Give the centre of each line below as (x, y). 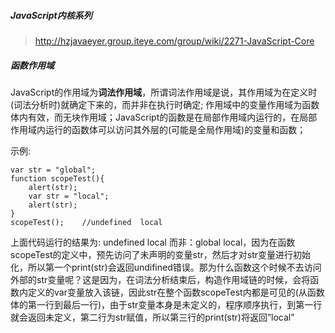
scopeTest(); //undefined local (86, 222)
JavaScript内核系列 (51, 15)
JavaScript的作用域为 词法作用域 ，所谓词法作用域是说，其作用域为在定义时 (164, 92)
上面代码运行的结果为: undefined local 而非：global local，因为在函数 (153, 242)
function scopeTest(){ (57, 178)
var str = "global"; (53, 170)
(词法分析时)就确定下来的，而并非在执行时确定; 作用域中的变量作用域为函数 (165, 104)
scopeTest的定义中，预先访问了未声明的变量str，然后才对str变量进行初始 (160, 254)
